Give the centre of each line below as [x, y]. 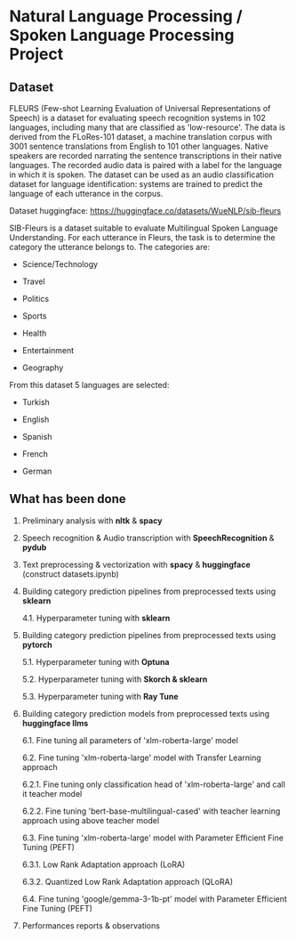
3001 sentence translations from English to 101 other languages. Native [139, 146]
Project [36, 54]
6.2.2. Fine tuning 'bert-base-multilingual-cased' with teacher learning [151, 811]
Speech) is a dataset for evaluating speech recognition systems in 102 [138, 118]
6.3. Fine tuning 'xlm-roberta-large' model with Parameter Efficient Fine [153, 838]
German [37, 471]
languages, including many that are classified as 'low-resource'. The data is [148, 127]
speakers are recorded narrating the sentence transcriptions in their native [146, 156]
